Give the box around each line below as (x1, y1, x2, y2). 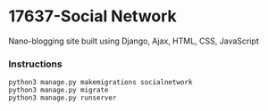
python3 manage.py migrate (8, 86, 109, 95)
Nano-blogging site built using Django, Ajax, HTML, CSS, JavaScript (8, 36, 260, 46)
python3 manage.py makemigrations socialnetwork (8, 78, 193, 87)
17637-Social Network (8, 6, 178, 27)
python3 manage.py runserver (8, 93, 117, 103)
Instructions (8, 58, 63, 70)
